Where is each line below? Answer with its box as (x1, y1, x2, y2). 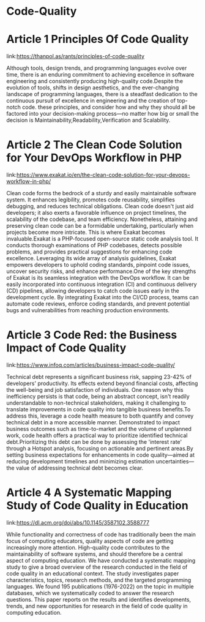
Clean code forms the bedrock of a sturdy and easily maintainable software (6, 190, 197, 197)
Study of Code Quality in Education (6, 499, 188, 512)
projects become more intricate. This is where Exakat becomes (6, 228, 165, 236)
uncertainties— (155, 458, 195, 465)
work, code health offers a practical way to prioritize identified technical (6, 432, 188, 439)
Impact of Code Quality (6, 341, 127, 355)
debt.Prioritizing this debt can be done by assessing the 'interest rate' (6, 438, 182, 445)
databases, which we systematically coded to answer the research (6, 589, 174, 596)
